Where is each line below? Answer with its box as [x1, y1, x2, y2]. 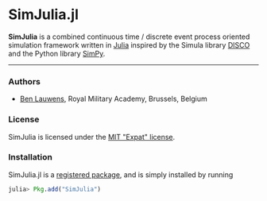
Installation [8, 152, 53, 163]
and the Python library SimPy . [8, 48, 106, 58]
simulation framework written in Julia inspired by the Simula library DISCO [8, 40, 250, 49]
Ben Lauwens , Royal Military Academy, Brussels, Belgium [19, 94, 208, 104]
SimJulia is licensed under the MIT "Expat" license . [8, 132, 176, 141]
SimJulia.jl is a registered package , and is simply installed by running [8, 169, 234, 180]
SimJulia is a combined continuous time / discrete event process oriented [8, 32, 250, 41]
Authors [8, 75, 41, 87]
